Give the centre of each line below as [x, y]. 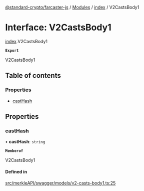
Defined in [16, 171]
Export [12, 50]
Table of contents [33, 75]
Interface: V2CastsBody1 [58, 28]
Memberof [14, 151]
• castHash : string [25, 142]
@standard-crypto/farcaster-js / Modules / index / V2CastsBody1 [72, 7]
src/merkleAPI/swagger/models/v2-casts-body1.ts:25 [60, 183]
